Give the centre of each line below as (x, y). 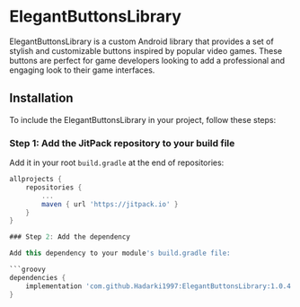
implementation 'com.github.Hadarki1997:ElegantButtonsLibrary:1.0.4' (160, 286)
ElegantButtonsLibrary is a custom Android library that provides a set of (141, 41)
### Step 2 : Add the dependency (70, 237)
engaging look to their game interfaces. (82, 70)
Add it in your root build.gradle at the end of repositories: (117, 162)
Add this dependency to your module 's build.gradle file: (120, 253)
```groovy (28, 270)
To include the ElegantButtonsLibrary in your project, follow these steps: (143, 119)
